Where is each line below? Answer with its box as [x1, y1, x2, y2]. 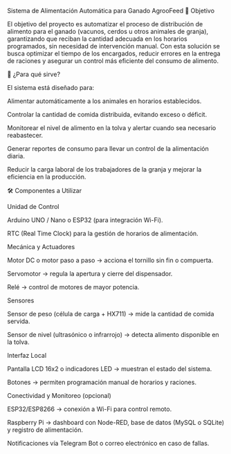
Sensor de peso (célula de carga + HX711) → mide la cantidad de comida [7, 310, 214, 318]
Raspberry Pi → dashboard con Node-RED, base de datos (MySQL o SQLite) [7, 419, 225, 426]
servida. [7, 317, 30, 325]
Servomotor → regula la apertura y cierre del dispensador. [7, 270, 173, 278]
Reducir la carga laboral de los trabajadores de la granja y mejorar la [7, 165, 202, 173]
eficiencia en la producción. [7, 173, 86, 181]
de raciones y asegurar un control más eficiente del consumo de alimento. [7, 57, 219, 65]
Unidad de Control [7, 203, 59, 210]
